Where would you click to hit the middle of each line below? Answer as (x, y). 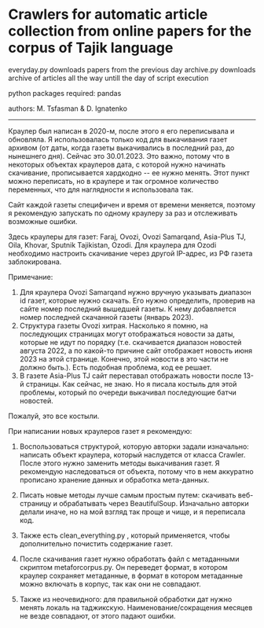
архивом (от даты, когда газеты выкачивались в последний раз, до (121, 148)
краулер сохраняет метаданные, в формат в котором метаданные (131, 575)
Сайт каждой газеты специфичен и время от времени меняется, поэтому (132, 204)
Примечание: (31, 277)
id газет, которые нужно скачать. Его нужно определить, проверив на (137, 300)
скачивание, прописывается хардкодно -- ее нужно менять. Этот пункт (129, 173)
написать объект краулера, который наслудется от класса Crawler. (132, 454)
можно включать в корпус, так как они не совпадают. (110, 584)
